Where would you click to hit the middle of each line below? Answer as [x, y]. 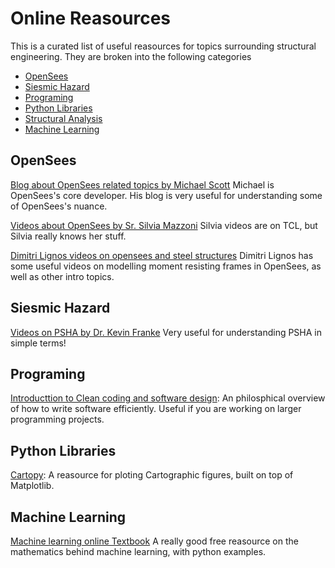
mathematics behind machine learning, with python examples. [138, 551]
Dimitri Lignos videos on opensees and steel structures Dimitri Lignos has [162, 255]
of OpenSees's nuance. [59, 206]
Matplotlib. [32, 486]
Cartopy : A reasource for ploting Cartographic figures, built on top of [152, 475]
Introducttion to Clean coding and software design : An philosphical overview [168, 398]
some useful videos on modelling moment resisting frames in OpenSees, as [166, 266]
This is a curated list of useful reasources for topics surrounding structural [163, 46]
